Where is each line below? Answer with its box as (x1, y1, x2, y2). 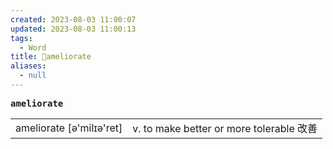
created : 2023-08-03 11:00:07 (10, 14, 137, 25)
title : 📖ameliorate (10, 52, 92, 62)
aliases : (10, 61, 47, 71)
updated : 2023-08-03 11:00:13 (10, 24, 137, 34)
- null (19, 71, 47, 81)
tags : (10, 33, 33, 43)
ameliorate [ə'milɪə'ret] (15, 121, 123, 135)
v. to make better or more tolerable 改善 (132, 121, 318, 135)
